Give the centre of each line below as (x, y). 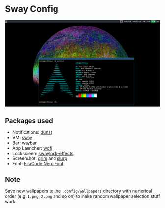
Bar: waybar (24, 143)
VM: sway (22, 138)
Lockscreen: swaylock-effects (43, 154)
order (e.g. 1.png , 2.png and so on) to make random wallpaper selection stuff (82, 196)
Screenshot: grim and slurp (40, 158)
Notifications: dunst (32, 132)
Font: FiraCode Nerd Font (38, 164)
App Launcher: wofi (32, 148)
